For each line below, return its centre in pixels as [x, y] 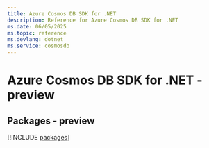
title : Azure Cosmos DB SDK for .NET [62, 14]
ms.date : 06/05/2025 [37, 26]
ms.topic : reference [37, 33]
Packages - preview [51, 121]
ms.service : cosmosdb [39, 46]
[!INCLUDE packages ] [39, 137]
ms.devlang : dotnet [35, 40]
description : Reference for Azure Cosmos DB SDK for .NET [93, 20]
